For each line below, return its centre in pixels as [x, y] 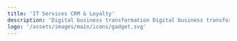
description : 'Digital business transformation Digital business [105, 20]
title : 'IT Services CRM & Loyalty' [61, 14]
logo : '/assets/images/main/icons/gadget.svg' [77, 26]
